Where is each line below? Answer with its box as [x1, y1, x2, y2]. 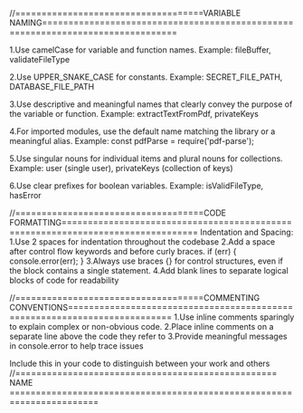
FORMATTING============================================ [9, 217, 292, 227]
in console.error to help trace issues [9, 341, 144, 351]
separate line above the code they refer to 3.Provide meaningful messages [9, 331, 288, 341]
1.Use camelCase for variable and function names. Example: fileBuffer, [9, 44, 271, 55]
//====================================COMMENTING [9, 293, 260, 303]
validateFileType [9, 54, 71, 64]
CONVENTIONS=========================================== [9, 303, 294, 312]
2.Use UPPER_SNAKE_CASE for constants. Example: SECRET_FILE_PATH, [9, 72, 283, 82]
